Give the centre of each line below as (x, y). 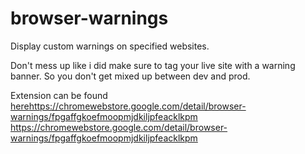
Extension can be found (59, 95)
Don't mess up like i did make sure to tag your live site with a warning (153, 65)
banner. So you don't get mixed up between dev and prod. (130, 76)
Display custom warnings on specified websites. (110, 46)
